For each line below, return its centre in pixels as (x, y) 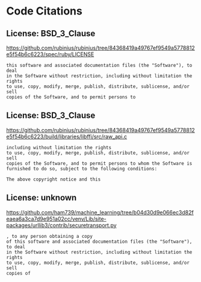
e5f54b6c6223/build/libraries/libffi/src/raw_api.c (67, 136)
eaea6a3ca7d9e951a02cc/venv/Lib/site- (56, 219)
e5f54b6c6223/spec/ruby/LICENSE (50, 54)
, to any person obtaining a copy (50, 236)
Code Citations (44, 11)
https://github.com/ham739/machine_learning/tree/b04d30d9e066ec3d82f (100, 212)
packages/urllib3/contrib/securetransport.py (61, 225)
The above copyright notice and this (54, 179)
